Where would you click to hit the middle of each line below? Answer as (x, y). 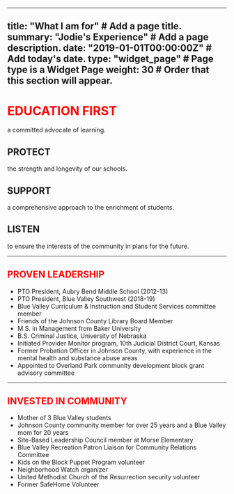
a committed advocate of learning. (56, 130)
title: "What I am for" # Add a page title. (95, 26)
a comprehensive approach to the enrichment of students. (91, 207)
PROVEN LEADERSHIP (56, 275)
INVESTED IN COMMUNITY (67, 401)
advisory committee (46, 373)
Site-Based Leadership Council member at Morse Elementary (105, 440)
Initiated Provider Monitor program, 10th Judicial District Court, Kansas (119, 343)
